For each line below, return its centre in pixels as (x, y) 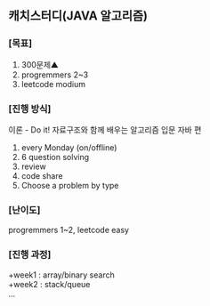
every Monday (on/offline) (69, 147)
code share (42, 175)
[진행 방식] (30, 109)
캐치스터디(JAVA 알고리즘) (78, 16)
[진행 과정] (30, 254)
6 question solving (55, 157)
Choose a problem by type (70, 185)
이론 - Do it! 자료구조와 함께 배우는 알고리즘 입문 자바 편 (105, 129)
